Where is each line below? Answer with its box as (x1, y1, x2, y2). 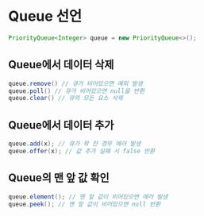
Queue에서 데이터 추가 (8, 118, 114, 132)
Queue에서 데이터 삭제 (8, 58, 114, 71)
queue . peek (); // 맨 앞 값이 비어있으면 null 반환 (8, 200, 161, 208)
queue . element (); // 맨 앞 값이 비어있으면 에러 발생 (8, 192, 168, 201)
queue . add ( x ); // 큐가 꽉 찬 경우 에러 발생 (8, 140, 141, 148)
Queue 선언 (8, 7, 83, 25)
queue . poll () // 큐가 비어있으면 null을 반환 (8, 87, 145, 95)
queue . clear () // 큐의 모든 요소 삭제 (8, 94, 123, 102)
